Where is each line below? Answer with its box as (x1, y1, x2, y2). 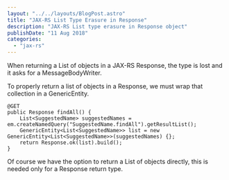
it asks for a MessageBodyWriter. (7, 69, 102, 77)
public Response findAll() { (7, 109, 92, 116)
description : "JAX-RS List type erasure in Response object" (7, 23, 188, 30)
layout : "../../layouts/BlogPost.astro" (7, 10, 126, 17)
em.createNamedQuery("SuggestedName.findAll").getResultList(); (7, 121, 197, 128)
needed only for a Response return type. (7, 165, 124, 173)
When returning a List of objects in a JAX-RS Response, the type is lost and (7, 62, 223, 69)
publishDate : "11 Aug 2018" (7, 29, 89, 37)
